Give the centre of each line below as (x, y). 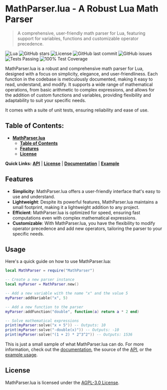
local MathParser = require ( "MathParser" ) (50, 270)
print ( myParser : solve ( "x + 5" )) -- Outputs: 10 (56, 325)
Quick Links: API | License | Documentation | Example (62, 163)
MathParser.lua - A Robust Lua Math (82, 9)
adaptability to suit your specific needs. (46, 100)
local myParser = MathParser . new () (42, 284)
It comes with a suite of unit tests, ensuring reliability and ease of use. (77, 110)
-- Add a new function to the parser (44, 307)
